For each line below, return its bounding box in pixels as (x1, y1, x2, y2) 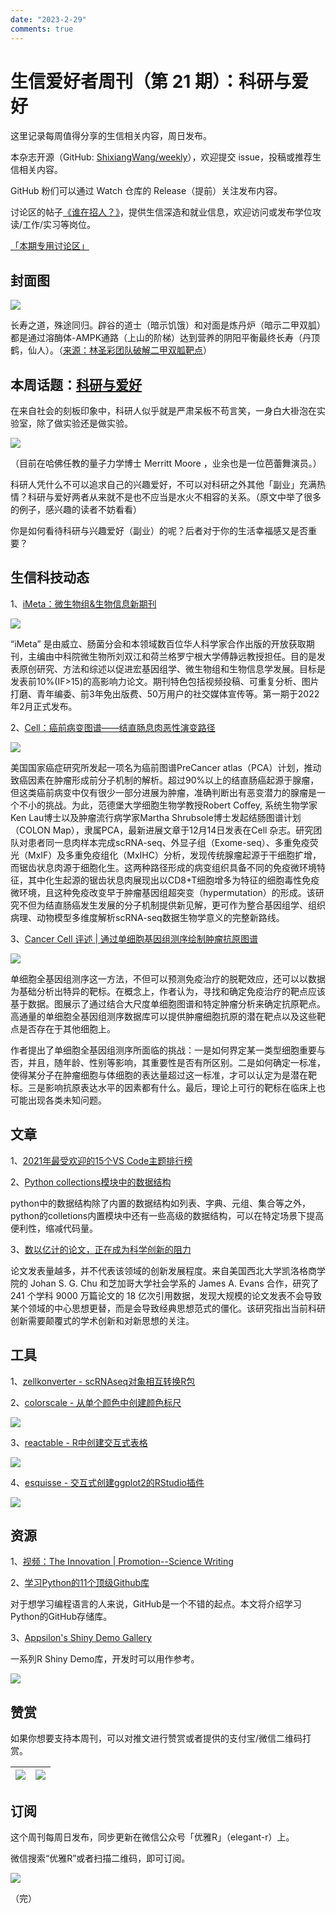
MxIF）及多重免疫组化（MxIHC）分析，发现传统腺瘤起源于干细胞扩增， (27, 849, 322, 861)
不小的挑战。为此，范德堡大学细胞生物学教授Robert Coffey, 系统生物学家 (18, 799, 318, 811)
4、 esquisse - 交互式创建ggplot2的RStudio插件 (10, 1476, 205, 1488)
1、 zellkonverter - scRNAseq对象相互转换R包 (10, 1375, 196, 1387)
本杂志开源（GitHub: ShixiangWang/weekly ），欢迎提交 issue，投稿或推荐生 (10, 151, 322, 163)
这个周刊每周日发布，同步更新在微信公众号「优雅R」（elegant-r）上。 (10, 1831, 295, 1843)
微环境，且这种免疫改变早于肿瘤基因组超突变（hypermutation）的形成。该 (10, 886, 316, 898)
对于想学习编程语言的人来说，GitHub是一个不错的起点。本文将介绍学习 (10, 1598, 302, 1610)
